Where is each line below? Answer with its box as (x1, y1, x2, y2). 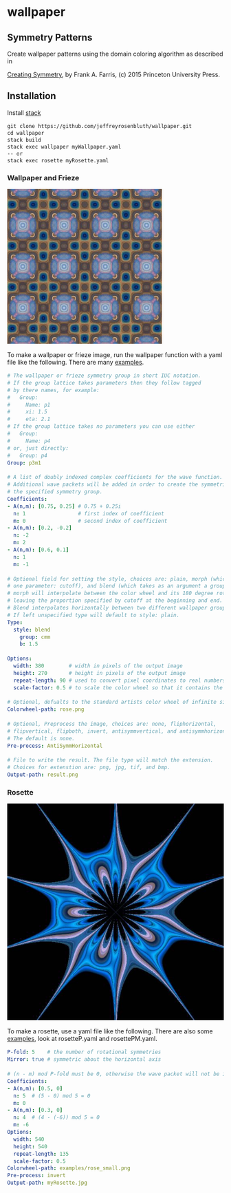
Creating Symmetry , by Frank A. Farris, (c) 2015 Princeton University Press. (7, 70, 220, 78)
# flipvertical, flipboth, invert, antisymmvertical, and (7, 727, 177, 735)
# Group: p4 (7, 452, 48, 459)
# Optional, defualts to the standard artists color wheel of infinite (7, 699, 217, 706)
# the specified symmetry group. (7, 488, 103, 495)
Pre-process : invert (7, 1172, 67, 1179)
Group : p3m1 (7, 459, 41, 466)
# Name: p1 (7, 401, 51, 408)
